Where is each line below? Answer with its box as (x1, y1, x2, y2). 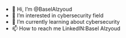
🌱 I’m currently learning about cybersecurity (11, 18, 120, 25)
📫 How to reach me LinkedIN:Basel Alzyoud (11, 25, 121, 32)
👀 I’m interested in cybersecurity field (11, 12, 104, 19)
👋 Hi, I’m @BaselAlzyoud (11, 6, 73, 12)
